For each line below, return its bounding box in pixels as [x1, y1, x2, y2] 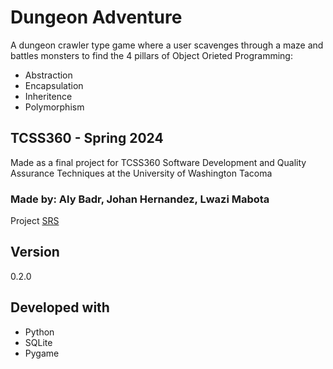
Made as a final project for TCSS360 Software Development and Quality [10, 156, 307, 168]
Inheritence [24, 90, 73, 102]
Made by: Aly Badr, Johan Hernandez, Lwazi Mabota [10, 192, 270, 206]
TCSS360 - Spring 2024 [10, 130, 164, 147]
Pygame [24, 347, 60, 359]
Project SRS [10, 215, 60, 227]
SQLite [24, 336, 53, 348]
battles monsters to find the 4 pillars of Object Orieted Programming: [10, 49, 293, 61]
